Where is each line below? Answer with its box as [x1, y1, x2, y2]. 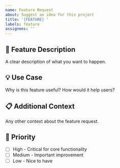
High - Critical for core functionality [12, 146, 87, 152]
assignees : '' [5, 26, 36, 31]
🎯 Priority [5, 132, 36, 141]
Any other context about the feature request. [5, 118, 99, 124]
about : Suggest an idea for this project [5, 12, 95, 17]
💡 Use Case [5, 73, 43, 82]
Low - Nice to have [12, 158, 53, 164]
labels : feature [5, 21, 40, 27]
